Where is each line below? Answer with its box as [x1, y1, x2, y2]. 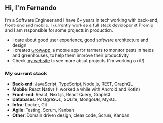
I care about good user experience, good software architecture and [12, 37, 149, 43]
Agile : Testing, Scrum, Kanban [12, 107, 75, 113]
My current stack [5, 70, 47, 76]
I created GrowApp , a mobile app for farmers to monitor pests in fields [12, 47, 154, 53]
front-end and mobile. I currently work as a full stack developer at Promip [5, 22, 154, 28]
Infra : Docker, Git [12, 102, 48, 108]
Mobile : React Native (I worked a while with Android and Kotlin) [12, 86, 141, 92]
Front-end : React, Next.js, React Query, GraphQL [12, 92, 112, 98]
